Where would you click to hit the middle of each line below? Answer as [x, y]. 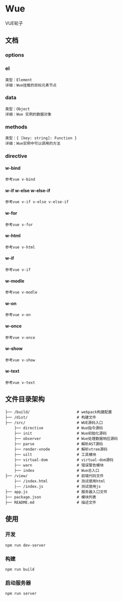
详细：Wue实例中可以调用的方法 [33, 144]
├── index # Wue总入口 [57, 470]
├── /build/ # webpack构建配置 [59, 412]
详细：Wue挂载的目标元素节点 [31, 85]
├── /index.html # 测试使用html [60, 481]
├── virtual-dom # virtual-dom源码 [64, 460]
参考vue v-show [20, 360]
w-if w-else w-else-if [28, 190]
